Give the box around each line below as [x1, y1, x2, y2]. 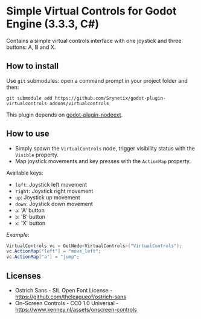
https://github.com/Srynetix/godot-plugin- [54, 95, 166, 101]
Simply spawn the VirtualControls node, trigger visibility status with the [14, 144, 195, 152]
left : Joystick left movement [14, 181, 88, 188]
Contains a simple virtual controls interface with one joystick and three [6, 37, 182, 44]
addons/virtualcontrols [49, 100, 110, 106]
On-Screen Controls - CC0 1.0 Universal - [14, 300, 119, 306]
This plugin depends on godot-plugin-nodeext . [6, 111, 123, 118]
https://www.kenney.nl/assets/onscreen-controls [14, 306, 137, 313]
